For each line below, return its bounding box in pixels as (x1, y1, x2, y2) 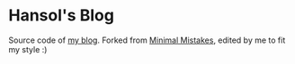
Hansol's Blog (8, 5, 114, 26)
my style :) (8, 44, 48, 54)
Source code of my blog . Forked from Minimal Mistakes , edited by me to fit (8, 35, 286, 45)
